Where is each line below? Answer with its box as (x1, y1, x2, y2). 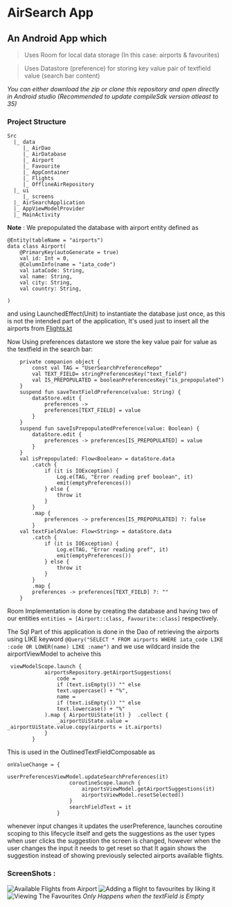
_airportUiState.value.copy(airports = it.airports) (7, 724, 163, 731)
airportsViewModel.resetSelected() (81, 791, 185, 799)
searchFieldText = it (69, 804, 132, 811)
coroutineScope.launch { (69, 780, 141, 787)
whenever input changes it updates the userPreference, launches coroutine (7, 822, 223, 830)
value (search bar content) (24, 71, 100, 80)
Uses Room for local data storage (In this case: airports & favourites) (24, 51, 220, 59)
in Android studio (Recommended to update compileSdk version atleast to (7, 92, 219, 100)
